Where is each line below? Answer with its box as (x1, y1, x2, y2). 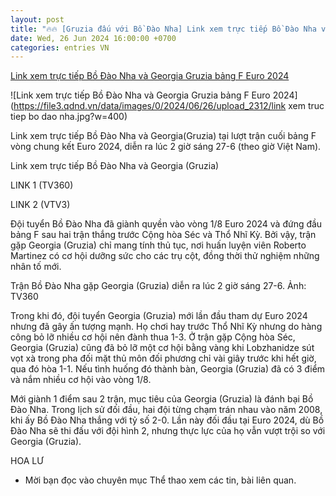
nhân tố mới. (10, 261, 62, 273)
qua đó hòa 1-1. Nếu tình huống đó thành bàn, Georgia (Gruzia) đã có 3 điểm (10, 363, 326, 375)
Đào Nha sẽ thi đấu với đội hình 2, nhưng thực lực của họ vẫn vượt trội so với (10, 425, 326, 437)
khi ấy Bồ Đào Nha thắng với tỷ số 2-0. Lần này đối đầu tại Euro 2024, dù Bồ (10, 414, 325, 426)
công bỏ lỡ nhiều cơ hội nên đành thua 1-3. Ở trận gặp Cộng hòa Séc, (10, 331, 296, 343)
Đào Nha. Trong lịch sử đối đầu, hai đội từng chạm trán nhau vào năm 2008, (10, 404, 323, 416)
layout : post (10, 14, 65, 25)
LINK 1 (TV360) (10, 179, 74, 191)
